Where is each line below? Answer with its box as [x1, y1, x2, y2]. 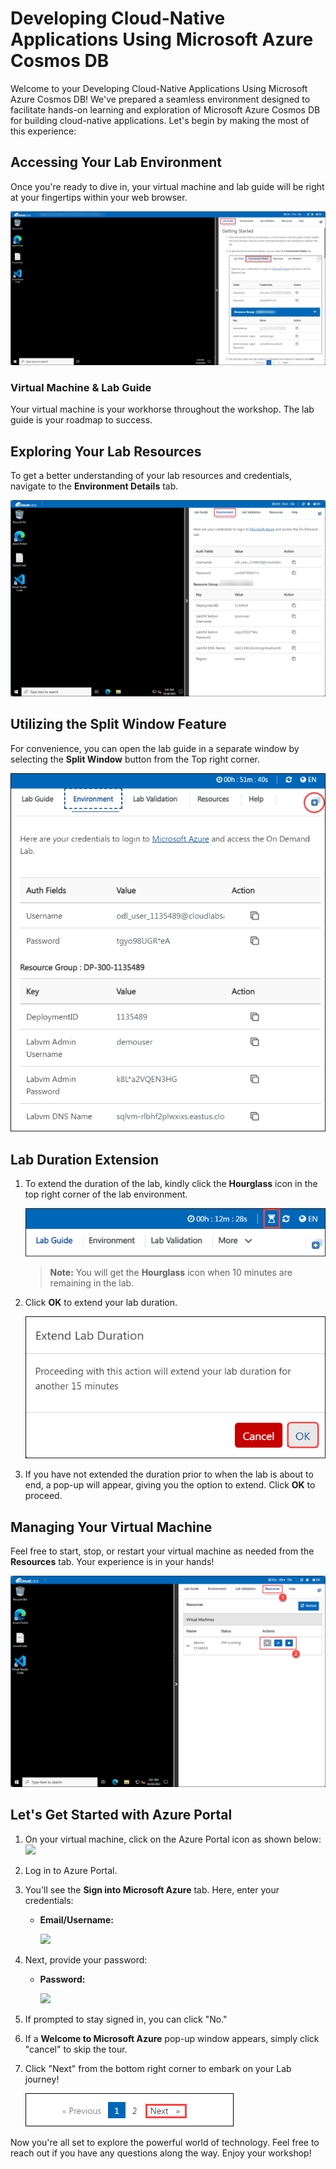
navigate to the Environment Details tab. [10, 480, 179, 492]
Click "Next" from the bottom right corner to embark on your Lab [24, 2062, 292, 2074]
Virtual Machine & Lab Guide [10, 380, 152, 394]
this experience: [10, 125, 77, 137]
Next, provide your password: [24, 1953, 148, 1966]
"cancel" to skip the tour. [24, 2043, 128, 2055]
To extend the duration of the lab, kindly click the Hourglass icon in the [24, 1178, 318, 1190]
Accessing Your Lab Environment [10, 154, 222, 171]
